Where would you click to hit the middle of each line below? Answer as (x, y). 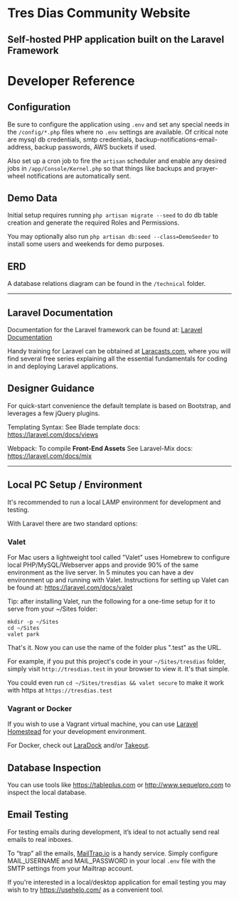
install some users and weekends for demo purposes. (86, 244)
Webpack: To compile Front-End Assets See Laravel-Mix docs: (100, 448)
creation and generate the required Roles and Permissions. (94, 223)
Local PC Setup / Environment (75, 485)
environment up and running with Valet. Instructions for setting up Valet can (118, 580)
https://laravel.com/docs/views (53, 434)
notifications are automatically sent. (79, 176)
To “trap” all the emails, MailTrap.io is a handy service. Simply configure (113, 853)
